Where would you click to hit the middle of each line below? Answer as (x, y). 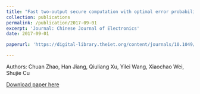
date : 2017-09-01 (28, 34)
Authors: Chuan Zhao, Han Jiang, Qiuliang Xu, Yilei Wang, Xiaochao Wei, (95, 67)
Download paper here (33, 84)
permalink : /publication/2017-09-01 (51, 23)
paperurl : (18, 45)
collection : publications (38, 17)
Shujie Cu (18, 73)
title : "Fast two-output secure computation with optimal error (87, 12)
